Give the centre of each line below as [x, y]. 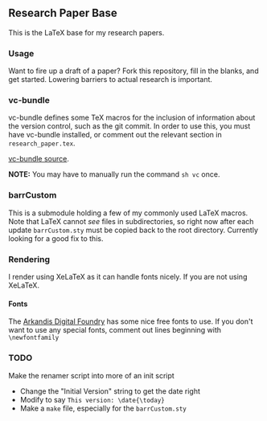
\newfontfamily [34, 338]
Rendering [29, 259]
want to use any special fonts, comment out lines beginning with [115, 330]
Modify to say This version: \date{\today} [92, 399]
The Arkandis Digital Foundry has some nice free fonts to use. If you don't [131, 321]
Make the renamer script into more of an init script [91, 375]
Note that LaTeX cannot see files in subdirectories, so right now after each [131, 221]
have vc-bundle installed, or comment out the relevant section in [115, 135]
